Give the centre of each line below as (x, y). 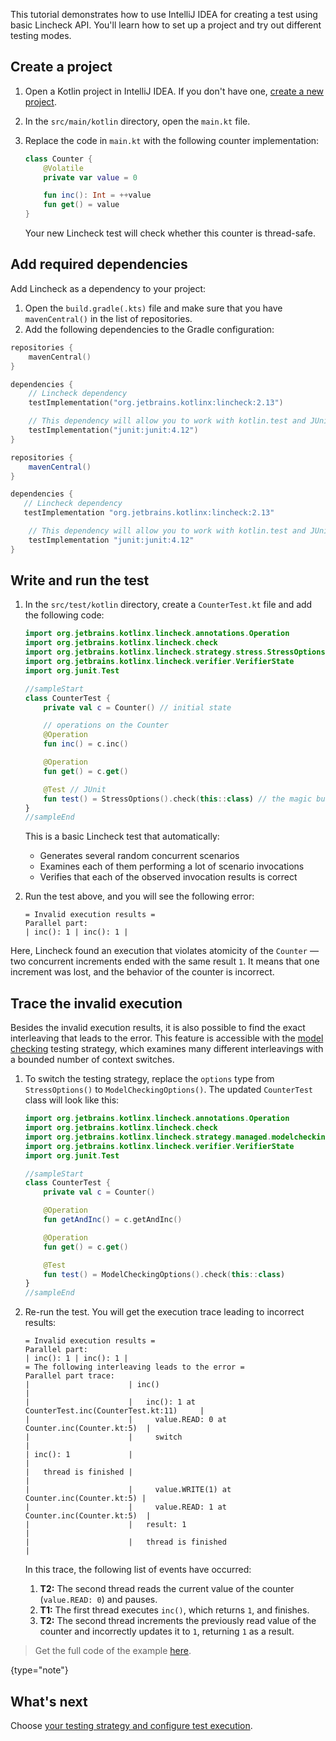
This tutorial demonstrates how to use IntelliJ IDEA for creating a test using (164, 14)
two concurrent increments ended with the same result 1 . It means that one (165, 961)
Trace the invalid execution (96, 1003)
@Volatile (63, 168)
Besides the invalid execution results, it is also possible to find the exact (158, 1028)
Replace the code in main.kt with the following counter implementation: (172, 140)
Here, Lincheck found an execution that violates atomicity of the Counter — (164, 951)
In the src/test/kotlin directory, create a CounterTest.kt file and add (168, 605)
